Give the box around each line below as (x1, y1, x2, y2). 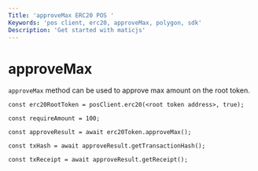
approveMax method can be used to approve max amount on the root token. (8, 85, 250, 95)
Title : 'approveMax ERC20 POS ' (8, 11, 114, 20)
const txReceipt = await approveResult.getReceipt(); (8, 156, 189, 164)
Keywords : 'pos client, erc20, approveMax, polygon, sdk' (8, 19, 202, 27)
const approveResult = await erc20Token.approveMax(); (8, 129, 192, 136)
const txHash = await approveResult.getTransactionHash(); (8, 142, 206, 150)
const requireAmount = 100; (8, 115, 101, 122)
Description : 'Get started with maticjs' (8, 26, 146, 34)
